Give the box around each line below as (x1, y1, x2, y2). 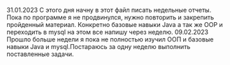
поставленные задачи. (6, 50, 74, 58)
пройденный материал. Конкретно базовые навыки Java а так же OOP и (6, 21, 223, 28)
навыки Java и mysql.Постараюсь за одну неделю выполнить (6, 43, 191, 50)
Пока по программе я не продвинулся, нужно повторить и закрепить (6, 13, 215, 21)
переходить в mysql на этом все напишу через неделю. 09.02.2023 (6, 28, 209, 36)
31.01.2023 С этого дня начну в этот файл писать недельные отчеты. (6, 6, 212, 14)
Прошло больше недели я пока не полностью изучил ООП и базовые (6, 35, 214, 44)
